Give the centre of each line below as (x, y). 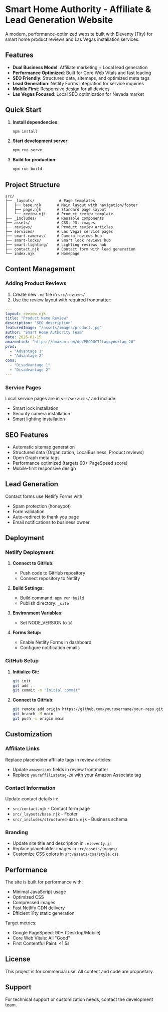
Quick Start (23, 110)
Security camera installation (41, 414)
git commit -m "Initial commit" (46, 690)
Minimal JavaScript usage (39, 892)
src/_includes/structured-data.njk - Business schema (70, 819)
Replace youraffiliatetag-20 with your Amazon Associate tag (77, 775)
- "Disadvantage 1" (30, 365)
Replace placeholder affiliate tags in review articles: (58, 760)
